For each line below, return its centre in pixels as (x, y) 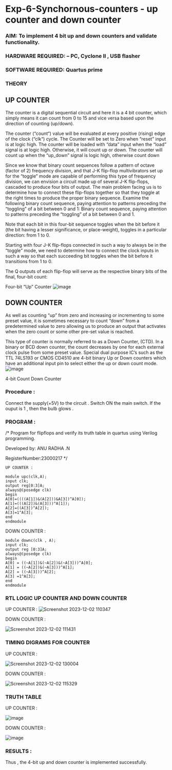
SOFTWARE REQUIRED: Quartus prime (54, 70)
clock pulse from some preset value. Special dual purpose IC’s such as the (84, 352)
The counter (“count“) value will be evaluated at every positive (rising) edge (85, 133)
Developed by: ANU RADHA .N (38, 448)
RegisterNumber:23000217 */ (36, 458)
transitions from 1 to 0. (29, 261)
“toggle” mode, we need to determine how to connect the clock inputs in (82, 250)
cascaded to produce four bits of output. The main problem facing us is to (83, 187)
